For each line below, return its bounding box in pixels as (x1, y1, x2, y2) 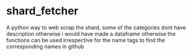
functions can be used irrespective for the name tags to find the (6, 36, 165, 43)
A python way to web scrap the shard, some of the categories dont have (6, 24, 187, 31)
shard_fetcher (6, 4, 78, 18)
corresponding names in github (6, 43, 85, 50)
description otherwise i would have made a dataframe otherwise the (6, 30, 176, 37)
